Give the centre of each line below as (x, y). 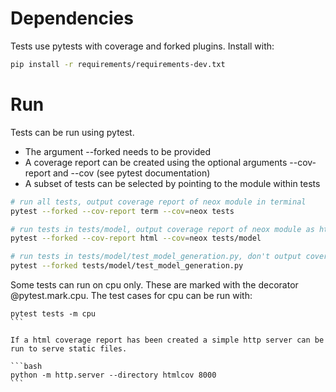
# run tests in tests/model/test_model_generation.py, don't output (156, 257)
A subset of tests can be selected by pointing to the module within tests (172, 183)
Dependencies (72, 18)
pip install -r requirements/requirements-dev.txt (118, 64)
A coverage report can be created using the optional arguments (156, 162)
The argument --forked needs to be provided (118, 151)
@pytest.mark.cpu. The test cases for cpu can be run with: (131, 295)
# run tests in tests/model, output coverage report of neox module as (162, 229)
